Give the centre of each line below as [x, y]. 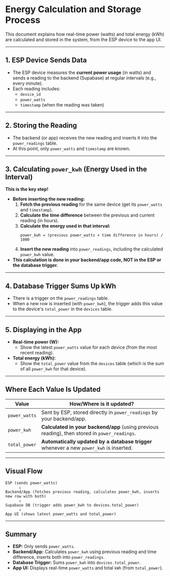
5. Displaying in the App [44, 330]
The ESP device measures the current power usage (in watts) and [82, 73]
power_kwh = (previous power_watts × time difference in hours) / [92, 235]
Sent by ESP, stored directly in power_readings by [99, 412]
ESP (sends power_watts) [31, 483]
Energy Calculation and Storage [73, 9]
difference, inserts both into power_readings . [58, 557]
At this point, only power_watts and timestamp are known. [71, 149]
